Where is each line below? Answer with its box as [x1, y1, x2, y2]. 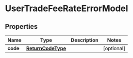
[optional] [103, 45, 126, 52]
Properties [5, 22, 38, 31]
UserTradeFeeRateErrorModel [5, 3, 129, 14]
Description [70, 37, 99, 43]
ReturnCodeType [26, 45, 66, 52]
